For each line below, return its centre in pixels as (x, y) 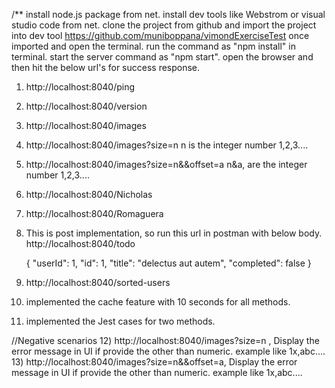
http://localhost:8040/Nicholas (89, 194)
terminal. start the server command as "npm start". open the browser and (162, 57)
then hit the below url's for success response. (106, 67)
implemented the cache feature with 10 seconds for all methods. (158, 302)
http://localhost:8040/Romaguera (94, 213)
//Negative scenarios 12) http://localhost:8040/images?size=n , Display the (165, 340)
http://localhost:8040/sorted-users (98, 282)
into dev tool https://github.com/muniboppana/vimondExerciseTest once (160, 35)
